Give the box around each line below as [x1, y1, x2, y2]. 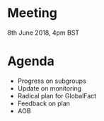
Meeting [7, 5, 58, 21]
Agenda [7, 53, 54, 69]
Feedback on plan [17, 99, 71, 108]
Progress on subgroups [17, 76, 86, 85]
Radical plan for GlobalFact [17, 91, 97, 100]
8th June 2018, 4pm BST [7, 28, 80, 37]
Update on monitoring [17, 83, 82, 93]
